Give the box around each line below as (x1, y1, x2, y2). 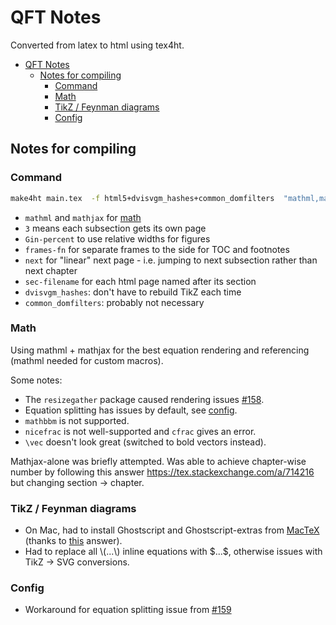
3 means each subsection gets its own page (24, 222, 207, 234)
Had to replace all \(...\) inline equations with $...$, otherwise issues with (24, 546, 323, 558)
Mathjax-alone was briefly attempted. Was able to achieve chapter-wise (10, 455, 307, 467)
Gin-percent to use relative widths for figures (24, 232, 211, 245)
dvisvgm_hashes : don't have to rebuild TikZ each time (24, 286, 242, 298)
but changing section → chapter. (10, 476, 145, 488)
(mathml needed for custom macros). (10, 354, 164, 366)
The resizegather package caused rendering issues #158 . (24, 393, 265, 405)
